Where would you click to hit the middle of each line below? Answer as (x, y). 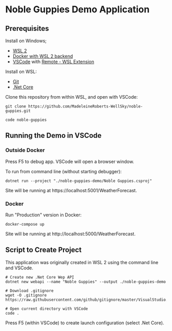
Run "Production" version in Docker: (44, 215)
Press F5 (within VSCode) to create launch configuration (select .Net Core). (85, 323)
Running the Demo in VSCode (53, 135)
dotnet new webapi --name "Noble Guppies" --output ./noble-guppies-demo (86, 282)
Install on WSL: (21, 71)
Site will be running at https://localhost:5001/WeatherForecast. (71, 190)
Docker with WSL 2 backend (43, 56)
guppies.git (18, 111)
